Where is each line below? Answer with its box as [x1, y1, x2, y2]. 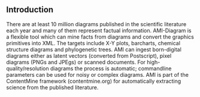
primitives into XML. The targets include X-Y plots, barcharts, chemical [6, 39, 181, 46]
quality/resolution [6, 65, 49, 72]
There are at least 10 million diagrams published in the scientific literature [6, 20, 187, 27]
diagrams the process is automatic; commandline [50, 65, 172, 72]
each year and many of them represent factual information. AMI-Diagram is [6, 27, 192, 34]
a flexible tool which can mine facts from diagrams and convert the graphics [6, 33, 195, 40]
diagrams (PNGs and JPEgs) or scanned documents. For [6, 58, 146, 65]
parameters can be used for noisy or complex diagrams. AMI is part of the [6, 71, 189, 78]
